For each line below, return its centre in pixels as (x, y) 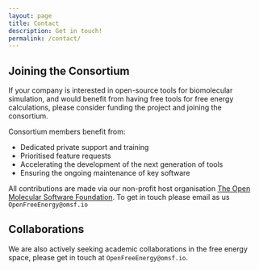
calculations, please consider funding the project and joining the (115, 108)
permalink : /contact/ (45, 38)
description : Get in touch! (56, 31)
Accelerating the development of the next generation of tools (121, 164)
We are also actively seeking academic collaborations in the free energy (128, 249)
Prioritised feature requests (65, 156)
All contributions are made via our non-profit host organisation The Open (129, 189)
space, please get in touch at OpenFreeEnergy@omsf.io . (98, 257)
